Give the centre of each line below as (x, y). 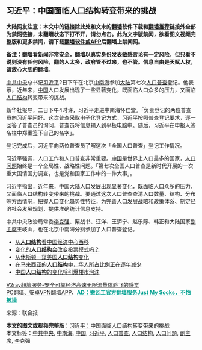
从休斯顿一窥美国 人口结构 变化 (52, 257)
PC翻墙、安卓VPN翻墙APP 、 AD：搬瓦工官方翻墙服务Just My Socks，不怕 (99, 292)
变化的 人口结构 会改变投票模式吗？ (57, 249)
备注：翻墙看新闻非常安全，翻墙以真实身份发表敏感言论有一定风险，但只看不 (101, 54)
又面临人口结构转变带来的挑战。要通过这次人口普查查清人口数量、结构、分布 (101, 193)
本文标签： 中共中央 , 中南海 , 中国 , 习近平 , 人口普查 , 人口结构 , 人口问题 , (92, 333)
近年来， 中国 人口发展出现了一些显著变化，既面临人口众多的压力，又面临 (106, 90)
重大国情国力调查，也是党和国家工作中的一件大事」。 (71, 173)
